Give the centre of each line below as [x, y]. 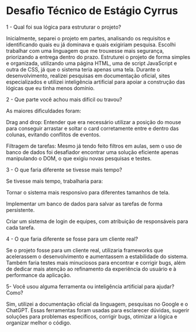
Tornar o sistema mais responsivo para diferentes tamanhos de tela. [88, 192]
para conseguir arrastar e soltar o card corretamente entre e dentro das [92, 128]
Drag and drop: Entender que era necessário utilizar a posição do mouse [94, 122]
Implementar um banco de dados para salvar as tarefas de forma [84, 204]
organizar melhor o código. [39, 323]
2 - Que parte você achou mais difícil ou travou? [64, 99]
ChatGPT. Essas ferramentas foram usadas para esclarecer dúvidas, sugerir [98, 310]
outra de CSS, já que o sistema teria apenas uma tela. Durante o [83, 69]
